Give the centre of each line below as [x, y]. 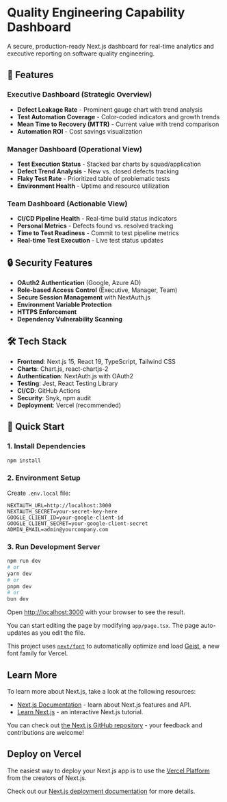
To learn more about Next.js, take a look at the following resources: [102, 691]
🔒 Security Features [50, 263]
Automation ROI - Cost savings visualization [80, 131]
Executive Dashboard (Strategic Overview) [80, 95]
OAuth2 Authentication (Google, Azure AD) [79, 283]
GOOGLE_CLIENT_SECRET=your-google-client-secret [78, 523]
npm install [24, 461]
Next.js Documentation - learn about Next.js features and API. [104, 705]
